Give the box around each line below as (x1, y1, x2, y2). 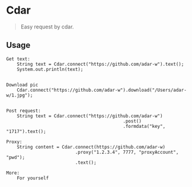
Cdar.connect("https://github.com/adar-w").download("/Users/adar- (17, 87, 187, 93)
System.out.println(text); (17, 66, 84, 72)
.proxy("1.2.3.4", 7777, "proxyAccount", (75, 149, 179, 155)
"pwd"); (6, 154, 25, 160)
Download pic (6, 82, 39, 88)
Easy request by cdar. (20, 23, 74, 30)
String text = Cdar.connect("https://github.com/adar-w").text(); (17, 61, 184, 67)
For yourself (17, 175, 49, 181)
